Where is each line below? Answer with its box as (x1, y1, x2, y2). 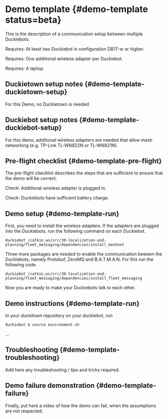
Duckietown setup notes (5, 80, 83, 88)
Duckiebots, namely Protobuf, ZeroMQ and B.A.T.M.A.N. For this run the (5, 256, 154, 262)
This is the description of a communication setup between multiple (5, 31, 143, 37)
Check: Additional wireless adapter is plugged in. (5, 185, 106, 191)
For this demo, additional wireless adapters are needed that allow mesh (5, 137, 153, 143)
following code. (5, 262, 37, 268)
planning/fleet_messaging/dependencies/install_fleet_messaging (5, 276, 142, 281)
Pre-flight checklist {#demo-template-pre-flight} (5, 157, 162, 165)
